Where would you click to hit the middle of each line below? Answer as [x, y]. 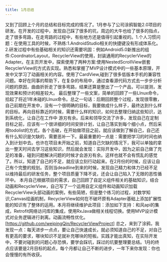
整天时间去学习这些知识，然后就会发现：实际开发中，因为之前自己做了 [85, 149]
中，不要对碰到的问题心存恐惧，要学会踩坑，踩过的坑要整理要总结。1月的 [80, 242]
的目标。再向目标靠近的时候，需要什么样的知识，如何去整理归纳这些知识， [81, 111]
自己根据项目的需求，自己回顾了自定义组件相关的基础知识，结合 [93, 180]
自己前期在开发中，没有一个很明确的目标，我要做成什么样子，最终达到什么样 [83, 105]
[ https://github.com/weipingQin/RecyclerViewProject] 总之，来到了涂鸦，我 [83, 223]
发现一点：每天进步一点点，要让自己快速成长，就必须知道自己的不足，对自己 [83, 230]
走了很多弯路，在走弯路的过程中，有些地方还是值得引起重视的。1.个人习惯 [81, 37]
